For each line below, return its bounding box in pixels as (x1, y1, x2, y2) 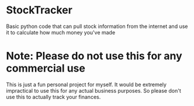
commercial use (6, 62, 86, 75)
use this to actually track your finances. (6, 93, 101, 100)
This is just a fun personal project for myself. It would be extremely (6, 81, 167, 88)
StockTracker (6, 3, 73, 17)
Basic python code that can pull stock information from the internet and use (6, 23, 188, 30)
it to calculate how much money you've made (6, 29, 116, 36)
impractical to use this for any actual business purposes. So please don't (6, 87, 181, 94)
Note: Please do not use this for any (6, 50, 182, 63)
